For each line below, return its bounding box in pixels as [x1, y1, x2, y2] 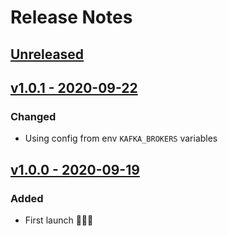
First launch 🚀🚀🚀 [24, 214, 94, 226]
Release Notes [10, 6, 133, 29]
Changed [10, 109, 57, 123]
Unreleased [10, 46, 85, 63]
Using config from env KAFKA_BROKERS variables [24, 132, 218, 145]
